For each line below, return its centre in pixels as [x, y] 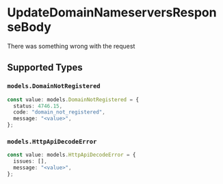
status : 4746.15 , [38, 106]
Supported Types [45, 67]
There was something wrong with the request [71, 46]
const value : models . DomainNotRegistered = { [73, 100]
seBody [29, 27]
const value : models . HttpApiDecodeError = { [71, 155]
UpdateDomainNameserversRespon [112, 13]
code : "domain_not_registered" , [60, 112]
